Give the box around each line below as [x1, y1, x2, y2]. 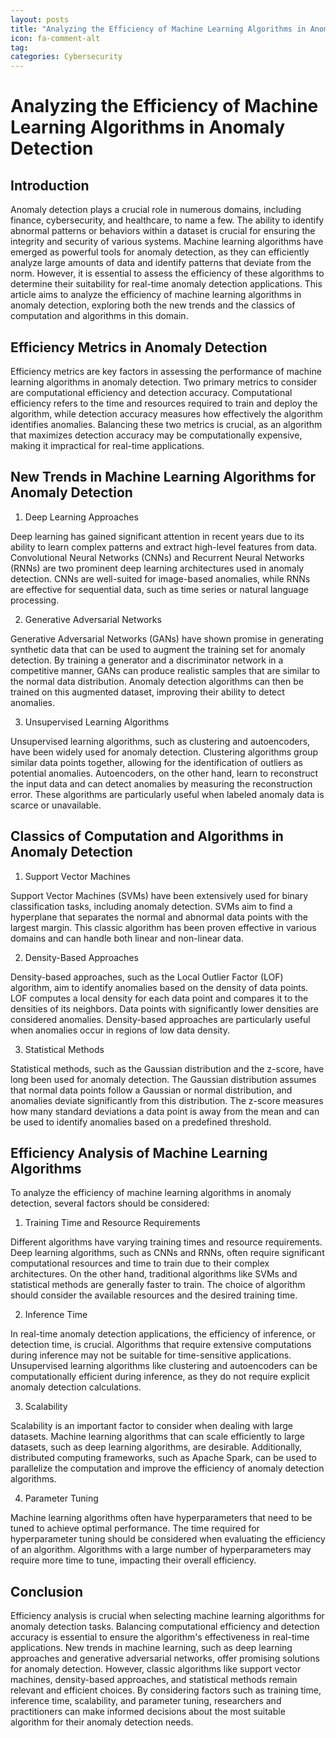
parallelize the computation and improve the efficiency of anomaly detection [10, 1462, 325, 1475]
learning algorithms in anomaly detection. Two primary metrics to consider [10, 376, 318, 388]
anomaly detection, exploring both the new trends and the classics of [10, 299, 296, 311]
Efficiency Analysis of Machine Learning [10, 1144, 268, 1161]
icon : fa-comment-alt [10, 33, 101, 43]
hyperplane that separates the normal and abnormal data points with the [10, 911, 308, 923]
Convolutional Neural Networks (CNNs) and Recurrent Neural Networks [10, 551, 305, 563]
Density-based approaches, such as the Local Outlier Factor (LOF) [10, 971, 284, 983]
